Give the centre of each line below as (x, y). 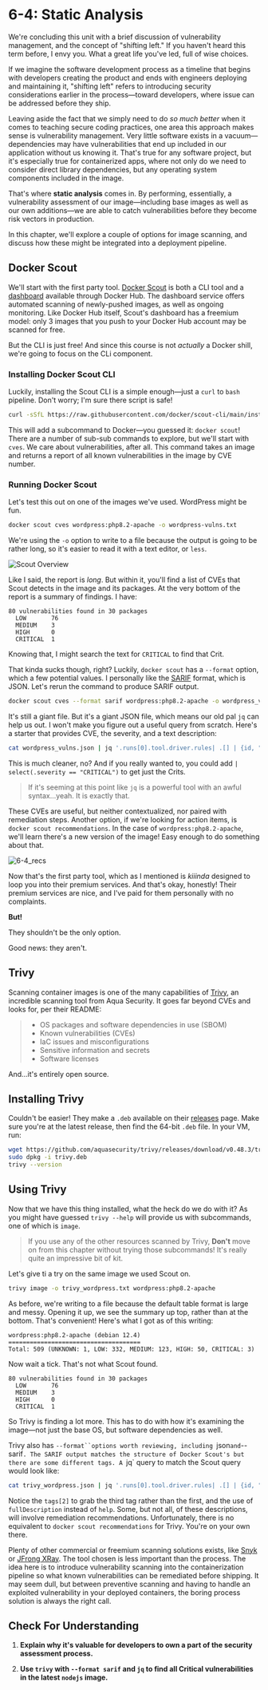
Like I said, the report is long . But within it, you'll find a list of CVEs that (124, 580)
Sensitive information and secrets (95, 1050)
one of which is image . (45, 1225)
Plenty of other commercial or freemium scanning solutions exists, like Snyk (133, 1549)
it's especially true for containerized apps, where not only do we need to (127, 160)
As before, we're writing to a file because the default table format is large (128, 1304)
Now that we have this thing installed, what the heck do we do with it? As (128, 1209)
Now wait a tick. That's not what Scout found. (83, 1363)
